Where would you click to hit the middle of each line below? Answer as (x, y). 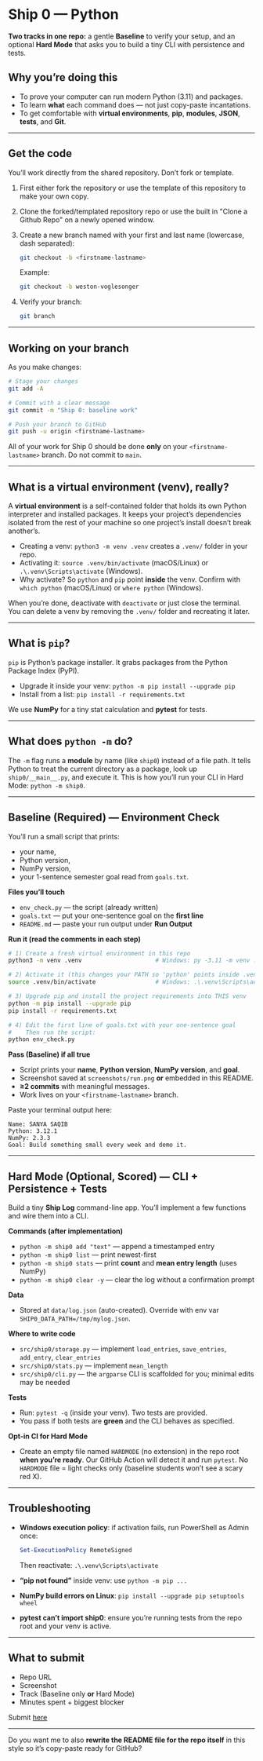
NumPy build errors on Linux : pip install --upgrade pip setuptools (132, 1595)
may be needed (45, 1383)
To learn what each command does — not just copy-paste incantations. (135, 104)
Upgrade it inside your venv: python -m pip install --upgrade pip (127, 685)
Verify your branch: (50, 302)
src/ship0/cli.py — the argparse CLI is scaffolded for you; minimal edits (137, 1374)
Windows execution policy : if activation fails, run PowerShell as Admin (134, 1527)
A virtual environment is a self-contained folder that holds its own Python (127, 506)
